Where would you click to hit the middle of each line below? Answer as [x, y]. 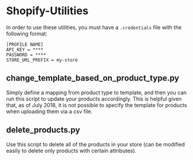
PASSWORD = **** [26, 55]
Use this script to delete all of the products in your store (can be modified [96, 144]
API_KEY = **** [25, 49]
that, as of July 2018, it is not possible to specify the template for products [97, 105]
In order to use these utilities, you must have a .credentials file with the [94, 27]
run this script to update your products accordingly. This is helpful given [94, 98]
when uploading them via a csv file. [49, 111]
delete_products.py [43, 130]
